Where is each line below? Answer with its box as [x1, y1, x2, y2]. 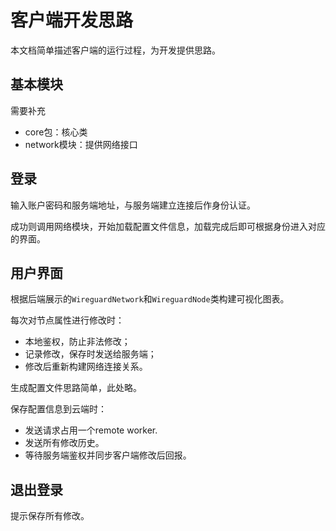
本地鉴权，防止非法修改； [24, 336, 131, 348]
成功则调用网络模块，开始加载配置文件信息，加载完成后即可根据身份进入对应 [10, 220, 326, 232]
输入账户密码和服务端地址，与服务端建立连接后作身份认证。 [10, 199, 256, 211]
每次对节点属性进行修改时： [10, 314, 125, 326]
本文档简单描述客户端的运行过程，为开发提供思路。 [10, 44, 221, 56]
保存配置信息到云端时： [10, 403, 107, 415]
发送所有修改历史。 [24, 437, 105, 449]
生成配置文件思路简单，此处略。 [10, 382, 142, 394]
